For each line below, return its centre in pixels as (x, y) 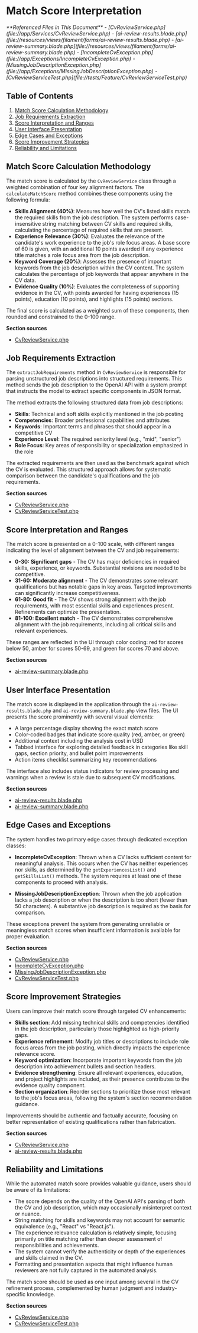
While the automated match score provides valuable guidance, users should (98, 1184)
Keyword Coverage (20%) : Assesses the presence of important (93, 261)
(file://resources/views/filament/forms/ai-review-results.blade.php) (88, 40)
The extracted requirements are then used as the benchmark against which (98, 463)
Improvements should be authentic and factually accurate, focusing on (92, 1116)
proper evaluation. (28, 936)
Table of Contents (40, 96)
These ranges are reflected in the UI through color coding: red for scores (95, 642)
